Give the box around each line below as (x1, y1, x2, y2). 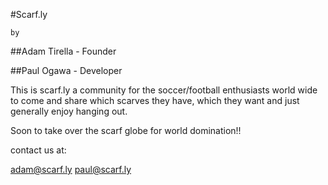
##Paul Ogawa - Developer (10, 65, 123, 76)
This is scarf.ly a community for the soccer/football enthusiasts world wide (10, 84, 318, 96)
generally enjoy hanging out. (10, 105, 128, 117)
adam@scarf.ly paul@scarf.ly (10, 164, 132, 175)
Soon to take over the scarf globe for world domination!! (10, 125, 242, 136)
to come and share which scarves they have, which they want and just (10, 95, 300, 106)
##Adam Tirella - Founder (10, 45, 117, 57)
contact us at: (10, 144, 67, 156)
